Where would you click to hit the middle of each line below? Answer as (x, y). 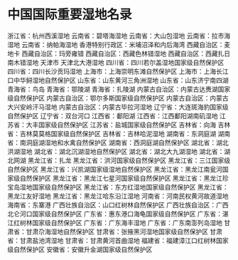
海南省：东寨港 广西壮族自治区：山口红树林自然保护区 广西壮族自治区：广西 (118, 204)
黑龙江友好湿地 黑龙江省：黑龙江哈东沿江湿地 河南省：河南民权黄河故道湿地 (118, 196)
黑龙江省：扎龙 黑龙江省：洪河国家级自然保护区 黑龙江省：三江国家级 (129, 160)
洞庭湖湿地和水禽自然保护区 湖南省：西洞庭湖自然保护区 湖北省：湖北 (127, 142)
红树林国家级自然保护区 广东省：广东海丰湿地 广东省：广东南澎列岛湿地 (118, 222)
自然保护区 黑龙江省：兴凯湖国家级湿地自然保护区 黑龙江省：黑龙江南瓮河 (115, 169)
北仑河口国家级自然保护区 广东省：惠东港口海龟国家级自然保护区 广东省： (115, 214)
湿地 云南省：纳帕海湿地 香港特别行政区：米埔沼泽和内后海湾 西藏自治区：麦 (119, 44)
